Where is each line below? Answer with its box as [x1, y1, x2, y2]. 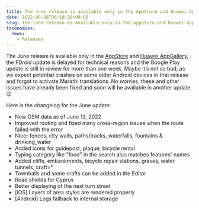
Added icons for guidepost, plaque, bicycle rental [14, 145, 135, 152]
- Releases [17, 36, 44, 42]
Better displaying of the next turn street [14, 183, 111, 190]
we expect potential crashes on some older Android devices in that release [6, 72, 188, 78]
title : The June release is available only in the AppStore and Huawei [6, 8, 187, 15]
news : [11, 31, 25, 37]
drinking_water [14, 139, 52, 145]
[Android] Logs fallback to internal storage [14, 195, 118, 202]
